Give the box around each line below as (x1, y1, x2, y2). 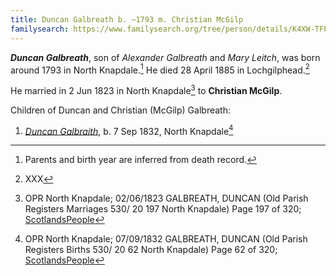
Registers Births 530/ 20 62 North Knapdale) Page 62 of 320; (24, 244, 278, 256)
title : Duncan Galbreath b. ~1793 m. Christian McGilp (10, 14, 244, 25)
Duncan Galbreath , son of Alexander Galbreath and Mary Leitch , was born (10, 51, 321, 63)
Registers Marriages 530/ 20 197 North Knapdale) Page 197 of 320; (24, 203, 302, 215)
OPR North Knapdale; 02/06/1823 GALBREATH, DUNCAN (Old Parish (24, 192, 309, 205)
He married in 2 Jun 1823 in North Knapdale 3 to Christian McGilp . (10, 83, 283, 96)
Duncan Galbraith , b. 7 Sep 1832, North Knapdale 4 (24, 123, 234, 137)
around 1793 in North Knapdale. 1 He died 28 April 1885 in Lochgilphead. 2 (10, 62, 310, 76)
